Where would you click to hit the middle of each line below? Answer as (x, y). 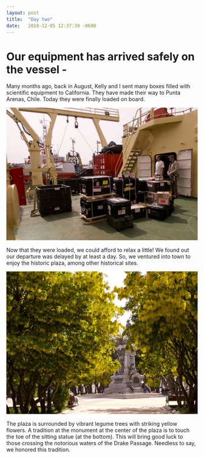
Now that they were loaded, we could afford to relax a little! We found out (98, 250)
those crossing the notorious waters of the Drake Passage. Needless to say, (101, 443)
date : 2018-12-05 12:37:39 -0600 (51, 26)
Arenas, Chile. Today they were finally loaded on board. (76, 99)
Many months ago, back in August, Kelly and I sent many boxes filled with (98, 86)
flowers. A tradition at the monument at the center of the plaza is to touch (98, 430)
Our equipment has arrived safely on (100, 56)
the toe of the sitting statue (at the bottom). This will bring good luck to (95, 437)
